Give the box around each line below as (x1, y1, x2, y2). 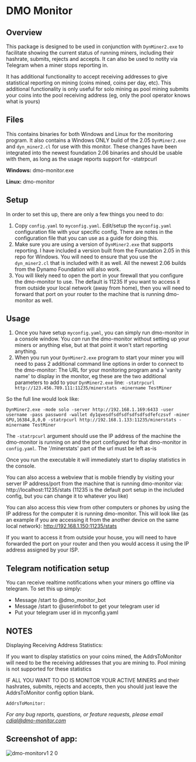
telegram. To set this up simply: (6, 585, 82, 593)
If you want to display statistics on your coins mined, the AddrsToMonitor (6, 653, 182, 660)
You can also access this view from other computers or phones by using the (6, 504, 190, 511)
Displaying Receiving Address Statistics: (6, 642, 104, 649)
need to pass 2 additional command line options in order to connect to (14, 360, 184, 368)
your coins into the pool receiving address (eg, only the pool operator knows (6, 92, 191, 98)
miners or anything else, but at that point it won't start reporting (14, 342, 168, 349)
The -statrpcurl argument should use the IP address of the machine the (6, 433, 181, 440)
